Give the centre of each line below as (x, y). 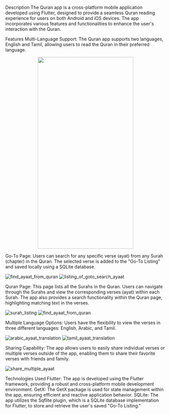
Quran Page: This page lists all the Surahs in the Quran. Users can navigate (84, 286)
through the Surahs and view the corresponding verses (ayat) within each (82, 292)
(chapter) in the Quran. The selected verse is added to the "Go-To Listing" (83, 261)
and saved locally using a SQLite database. (50, 267)
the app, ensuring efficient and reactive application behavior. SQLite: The (82, 395)
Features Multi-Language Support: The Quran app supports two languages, (84, 39)
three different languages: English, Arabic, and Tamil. (61, 328)
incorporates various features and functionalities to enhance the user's (80, 24)
